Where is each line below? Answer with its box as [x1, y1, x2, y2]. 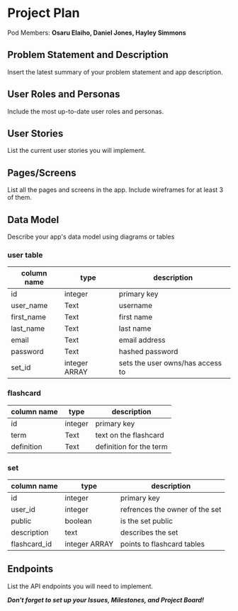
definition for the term [95, 441, 168, 451]
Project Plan [7, 5, 80, 21]
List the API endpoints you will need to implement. [7, 582, 154, 590]
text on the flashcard [95, 430, 164, 440]
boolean [64, 515, 92, 525]
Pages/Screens [7, 166, 76, 178]
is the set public [120, 515, 174, 525]
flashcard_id [11, 539, 52, 549]
